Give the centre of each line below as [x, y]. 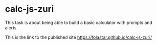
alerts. [11, 27]
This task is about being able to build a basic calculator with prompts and [79, 22]
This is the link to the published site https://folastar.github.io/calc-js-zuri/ [78, 37]
